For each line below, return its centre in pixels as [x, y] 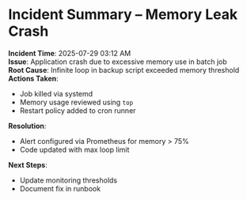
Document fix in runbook [60, 188]
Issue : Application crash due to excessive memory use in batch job [118, 62]
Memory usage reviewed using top [76, 102]
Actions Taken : [34, 78]
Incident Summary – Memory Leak [123, 15]
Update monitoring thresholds [68, 180]
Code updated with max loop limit [74, 149]
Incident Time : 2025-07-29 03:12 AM [70, 53]
